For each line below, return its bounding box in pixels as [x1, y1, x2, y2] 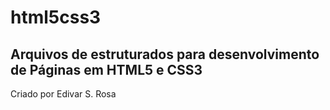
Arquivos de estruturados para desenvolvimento [10, 46, 320, 63]
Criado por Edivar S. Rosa [10, 88, 117, 100]
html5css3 [10, 6, 102, 29]
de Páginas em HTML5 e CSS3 [10, 61, 203, 78]
